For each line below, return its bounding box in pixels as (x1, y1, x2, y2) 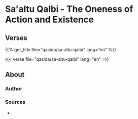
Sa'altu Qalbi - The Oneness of (5, 3, 133, 15)
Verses (5, 34, 28, 42)
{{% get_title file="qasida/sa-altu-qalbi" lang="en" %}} (5, 47, 117, 52)
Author (5, 85, 23, 92)
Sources (5, 99, 26, 106)
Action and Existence (5, 14, 94, 25)
